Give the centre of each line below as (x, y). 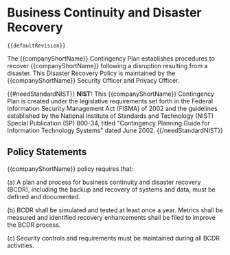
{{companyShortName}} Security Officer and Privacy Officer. (93, 80)
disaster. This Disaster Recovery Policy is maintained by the (91, 73)
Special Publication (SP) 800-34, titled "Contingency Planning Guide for (109, 123)
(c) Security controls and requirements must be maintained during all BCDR (114, 238)
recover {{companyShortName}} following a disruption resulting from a (107, 65)
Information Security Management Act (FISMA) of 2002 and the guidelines (112, 108)
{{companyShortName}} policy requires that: (70, 169)
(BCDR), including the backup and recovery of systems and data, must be (111, 189)
